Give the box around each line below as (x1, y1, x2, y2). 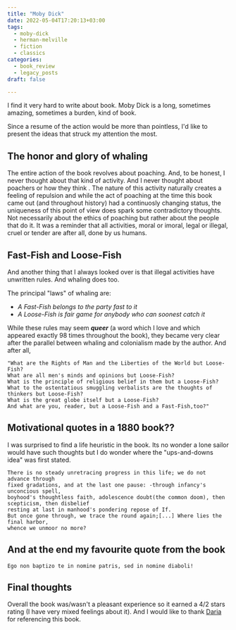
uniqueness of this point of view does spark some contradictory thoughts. (7, 206, 222, 215)
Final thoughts (7, 581, 73, 593)
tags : (7, 23, 23, 30)
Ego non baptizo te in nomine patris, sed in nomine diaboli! (7, 562, 194, 569)
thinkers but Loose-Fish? (7, 391, 83, 398)
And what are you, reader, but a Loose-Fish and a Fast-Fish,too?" (7, 403, 210, 410)
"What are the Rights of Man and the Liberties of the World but (7, 360, 203, 367)
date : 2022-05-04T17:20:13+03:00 (7, 17, 106, 24)
